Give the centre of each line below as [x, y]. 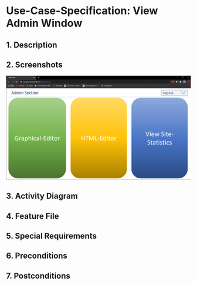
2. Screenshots [34, 65]
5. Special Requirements [51, 236]
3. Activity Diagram [42, 196]
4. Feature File [33, 216]
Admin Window [44, 23]
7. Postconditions [38, 276]
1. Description [32, 45]
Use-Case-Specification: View [82, 11]
